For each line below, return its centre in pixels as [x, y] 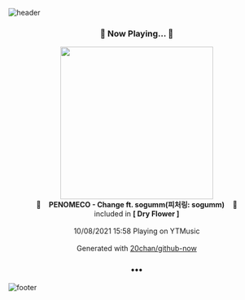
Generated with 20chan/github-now [137, 249]
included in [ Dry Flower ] [137, 214]
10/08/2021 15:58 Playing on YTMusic [137, 231]
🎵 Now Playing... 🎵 [137, 33]
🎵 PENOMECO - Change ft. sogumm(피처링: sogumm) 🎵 [137, 205]
